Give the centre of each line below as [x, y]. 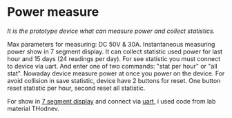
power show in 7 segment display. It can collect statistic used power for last [115, 51]
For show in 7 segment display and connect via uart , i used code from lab [112, 101]
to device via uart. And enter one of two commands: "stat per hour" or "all [112, 66]
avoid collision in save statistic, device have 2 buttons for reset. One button [114, 80]
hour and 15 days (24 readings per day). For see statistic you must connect [114, 58]
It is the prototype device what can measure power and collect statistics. [111, 31]
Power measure [53, 12]
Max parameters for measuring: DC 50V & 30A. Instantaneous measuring [111, 44]
